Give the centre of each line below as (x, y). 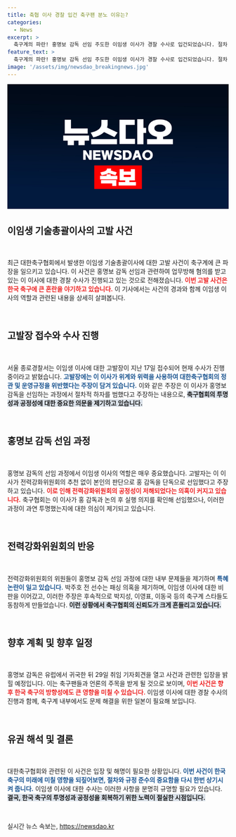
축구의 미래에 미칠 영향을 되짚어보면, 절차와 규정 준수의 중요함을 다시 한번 (106, 780)
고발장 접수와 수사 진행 (53, 336)
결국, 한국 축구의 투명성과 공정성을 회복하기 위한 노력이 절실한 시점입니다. (106, 798)
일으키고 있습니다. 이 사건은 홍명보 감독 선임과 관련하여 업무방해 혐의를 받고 (123, 271)
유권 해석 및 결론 (40, 739)
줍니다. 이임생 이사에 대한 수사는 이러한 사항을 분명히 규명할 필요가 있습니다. (118, 789)
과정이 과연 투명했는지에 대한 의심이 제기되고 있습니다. (81, 508)
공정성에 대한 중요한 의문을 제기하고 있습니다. (81, 403)
